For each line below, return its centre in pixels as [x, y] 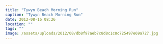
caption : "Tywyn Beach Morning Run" [44, 15]
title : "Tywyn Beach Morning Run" [42, 10]
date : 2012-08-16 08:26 [31, 19]
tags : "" [15, 29]
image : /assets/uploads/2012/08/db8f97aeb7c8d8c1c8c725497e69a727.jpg [82, 33]
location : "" [19, 24]
